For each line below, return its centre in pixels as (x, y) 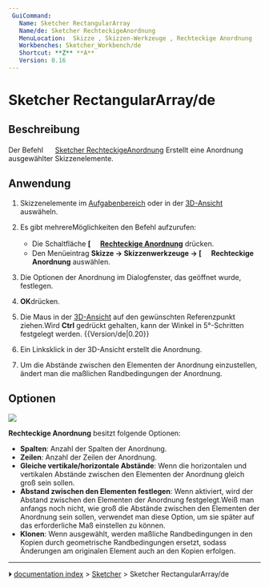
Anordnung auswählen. (71, 261)
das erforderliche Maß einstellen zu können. (92, 525)
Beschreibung (44, 130)
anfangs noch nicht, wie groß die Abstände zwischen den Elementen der (140, 508)
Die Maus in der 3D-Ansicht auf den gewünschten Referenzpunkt (127, 317)
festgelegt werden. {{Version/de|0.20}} (84, 334)
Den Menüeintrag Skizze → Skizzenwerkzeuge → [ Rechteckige (143, 253)
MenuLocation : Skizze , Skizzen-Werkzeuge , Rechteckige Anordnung (135, 38)
